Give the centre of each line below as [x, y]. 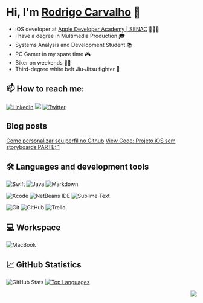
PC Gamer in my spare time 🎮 [53, 54]
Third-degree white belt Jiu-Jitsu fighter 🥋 [67, 69]
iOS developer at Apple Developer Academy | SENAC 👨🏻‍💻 [87, 29]
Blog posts [27, 126]
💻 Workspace [34, 227]
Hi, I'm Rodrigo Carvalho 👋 [73, 12]
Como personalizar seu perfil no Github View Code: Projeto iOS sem [91, 141]
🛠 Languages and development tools [78, 166]
